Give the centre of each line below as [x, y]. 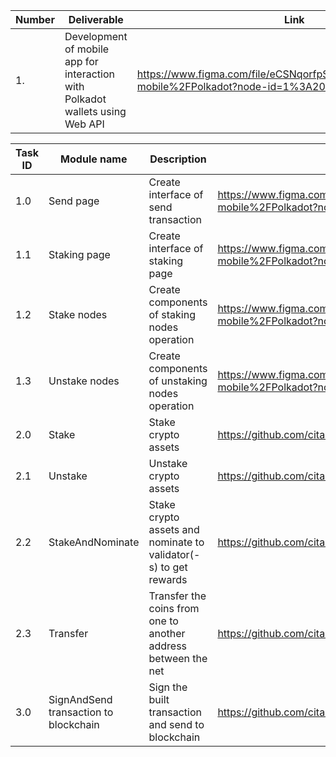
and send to [176, 724]
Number [35, 19]
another [167, 633]
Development [96, 36]
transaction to [81, 712]
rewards [168, 579]
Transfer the [177, 596]
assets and [174, 529]
